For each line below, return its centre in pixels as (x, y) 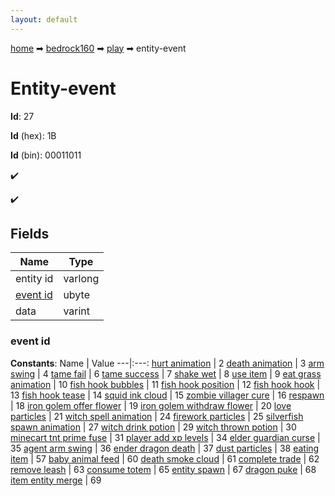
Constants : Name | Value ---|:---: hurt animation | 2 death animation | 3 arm (167, 363)
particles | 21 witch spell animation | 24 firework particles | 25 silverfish (157, 416)
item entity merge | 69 (56, 480)
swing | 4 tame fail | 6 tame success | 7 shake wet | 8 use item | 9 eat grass (166, 373)
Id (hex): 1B (33, 135)
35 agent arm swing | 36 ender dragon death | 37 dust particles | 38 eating (165, 448)
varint (77, 311)
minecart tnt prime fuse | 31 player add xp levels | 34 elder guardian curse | (165, 437)
